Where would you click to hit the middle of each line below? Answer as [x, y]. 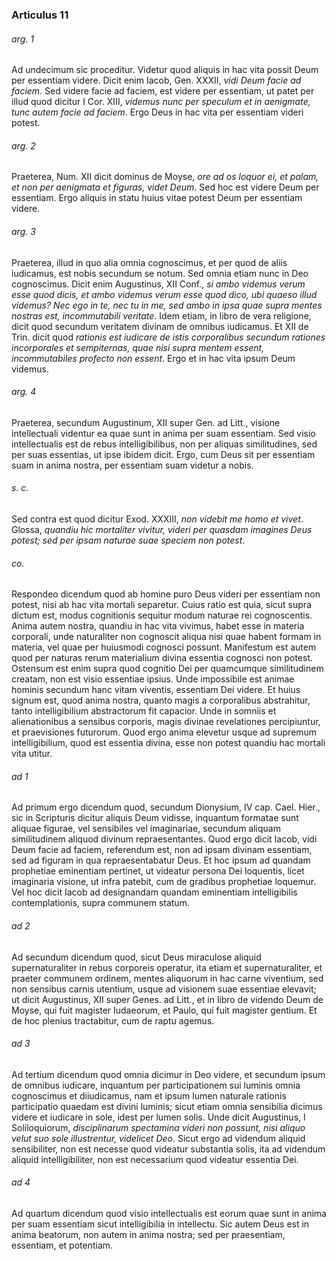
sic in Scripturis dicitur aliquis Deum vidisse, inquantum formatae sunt [155, 818]
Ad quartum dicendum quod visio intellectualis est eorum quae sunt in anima [169, 1213]
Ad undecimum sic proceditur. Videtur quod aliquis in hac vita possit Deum [165, 70]
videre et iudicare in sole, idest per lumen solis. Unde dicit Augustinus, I [158, 1117]
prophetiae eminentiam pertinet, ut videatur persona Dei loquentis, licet [158, 871]
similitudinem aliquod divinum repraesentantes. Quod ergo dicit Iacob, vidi [164, 839]
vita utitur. [32, 754]
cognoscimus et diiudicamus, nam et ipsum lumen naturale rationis [149, 1095]
